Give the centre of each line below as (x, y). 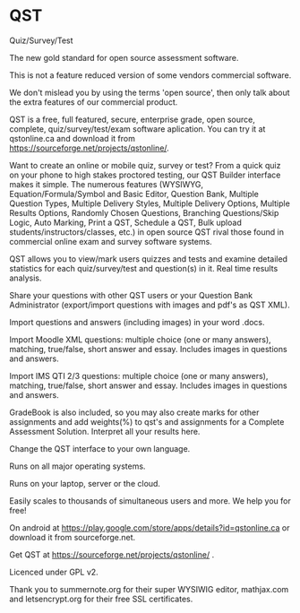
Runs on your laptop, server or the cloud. (85, 483)
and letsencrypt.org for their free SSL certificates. (101, 599)
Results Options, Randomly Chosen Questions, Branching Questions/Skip (144, 212)
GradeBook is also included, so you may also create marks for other (134, 412)
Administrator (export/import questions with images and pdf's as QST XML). (150, 305)
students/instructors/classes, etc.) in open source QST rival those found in (147, 232)
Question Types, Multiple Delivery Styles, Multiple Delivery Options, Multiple (150, 203)
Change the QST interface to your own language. (100, 448)
